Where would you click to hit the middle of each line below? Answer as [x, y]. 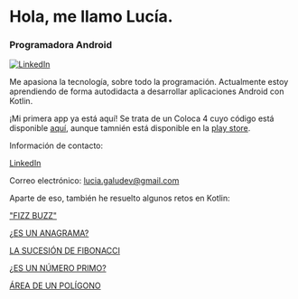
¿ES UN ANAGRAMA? [49, 233]
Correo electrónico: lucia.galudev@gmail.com [94, 181]
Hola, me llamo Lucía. [91, 17]
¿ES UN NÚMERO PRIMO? [58, 268]
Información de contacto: [56, 145]
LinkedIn [25, 164]
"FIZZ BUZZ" [33, 216]
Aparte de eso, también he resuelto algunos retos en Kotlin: [120, 198]
